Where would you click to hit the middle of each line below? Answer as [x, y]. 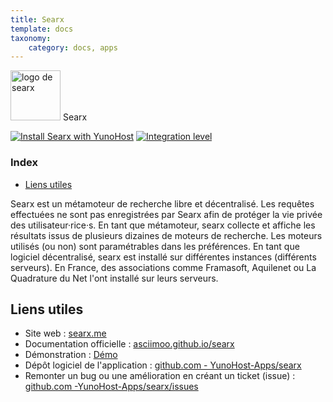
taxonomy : [31, 38]
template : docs [42, 29]
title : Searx [37, 19]
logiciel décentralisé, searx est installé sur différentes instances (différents [163, 257]
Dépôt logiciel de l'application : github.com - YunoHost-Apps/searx [163, 365]
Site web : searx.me [65, 333]
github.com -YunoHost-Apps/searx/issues [111, 387]
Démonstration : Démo [71, 355]
